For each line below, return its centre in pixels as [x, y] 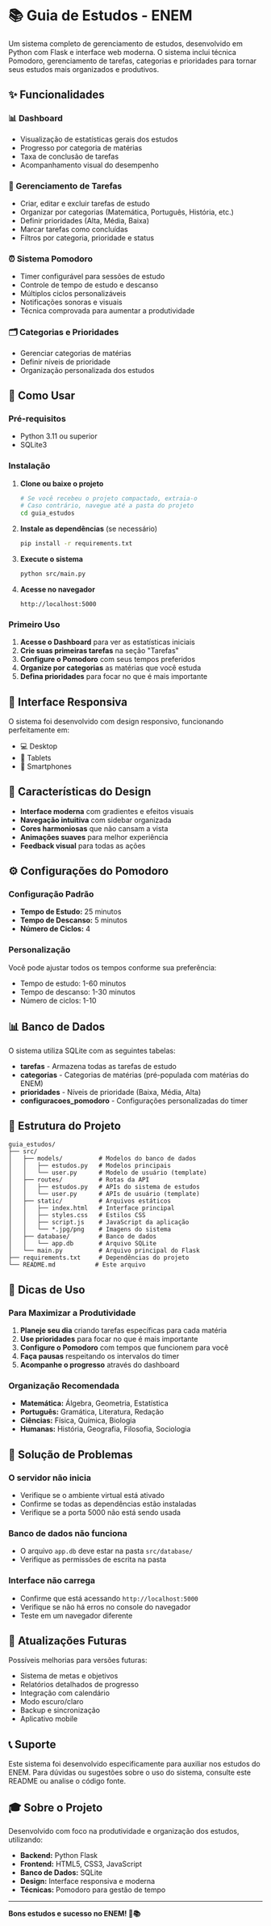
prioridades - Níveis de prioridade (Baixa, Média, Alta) [110, 1092]
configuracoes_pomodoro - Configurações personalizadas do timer [134, 1101]
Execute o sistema [51, 559]
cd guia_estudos [47, 513]
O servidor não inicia [50, 1478]
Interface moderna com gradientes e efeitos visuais [107, 811]
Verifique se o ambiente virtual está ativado [92, 1495]
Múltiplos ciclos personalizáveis [73, 294]
